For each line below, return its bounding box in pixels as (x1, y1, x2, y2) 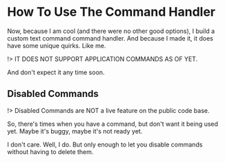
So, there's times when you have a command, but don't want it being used (7, 120, 219, 128)
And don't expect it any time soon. (7, 68, 105, 76)
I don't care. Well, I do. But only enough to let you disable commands (7, 140, 203, 149)
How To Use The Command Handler (7, 4, 216, 20)
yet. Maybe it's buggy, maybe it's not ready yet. (7, 127, 143, 135)
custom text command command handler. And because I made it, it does (7, 34, 214, 42)
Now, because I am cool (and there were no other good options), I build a (7, 27, 215, 35)
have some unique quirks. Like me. (7, 41, 106, 50)
